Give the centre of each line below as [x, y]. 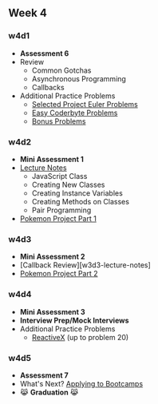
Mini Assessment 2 [52, 257]
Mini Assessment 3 [52, 311]
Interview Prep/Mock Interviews [74, 320]
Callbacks [48, 87]
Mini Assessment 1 [51, 159]
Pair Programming [61, 210]
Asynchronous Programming [79, 78]
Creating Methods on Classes [81, 201]
